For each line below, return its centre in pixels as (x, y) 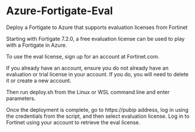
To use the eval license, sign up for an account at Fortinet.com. (83, 56)
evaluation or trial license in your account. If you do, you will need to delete (97, 74)
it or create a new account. (39, 81)
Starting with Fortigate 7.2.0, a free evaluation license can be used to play (95, 38)
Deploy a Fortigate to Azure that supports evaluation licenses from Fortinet (97, 27)
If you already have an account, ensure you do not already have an (87, 68)
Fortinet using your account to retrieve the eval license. (73, 122)
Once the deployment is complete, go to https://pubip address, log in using (97, 110)
